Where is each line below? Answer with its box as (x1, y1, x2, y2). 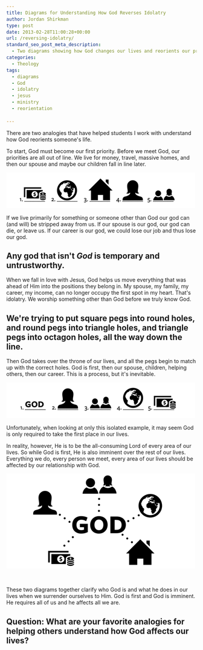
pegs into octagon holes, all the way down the (6, 332, 182, 342)
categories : (6, 54, 36, 61)
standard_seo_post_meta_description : (6, 42, 101, 48)
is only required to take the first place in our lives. (6, 430, 129, 438)
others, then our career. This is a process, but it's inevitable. (6, 370, 156, 378)
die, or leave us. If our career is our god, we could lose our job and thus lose (6, 227, 196, 234)
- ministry (11, 99, 39, 105)
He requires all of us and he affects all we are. (6, 599, 121, 606)
